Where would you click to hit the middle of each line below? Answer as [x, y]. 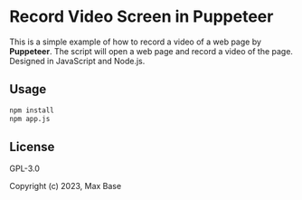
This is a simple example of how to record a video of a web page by [136, 42]
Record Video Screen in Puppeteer [142, 17]
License [32, 147]
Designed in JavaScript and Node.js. [77, 61]
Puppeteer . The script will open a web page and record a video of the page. [151, 51]
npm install [32, 110]
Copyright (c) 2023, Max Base [66, 186]
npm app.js [30, 119]
